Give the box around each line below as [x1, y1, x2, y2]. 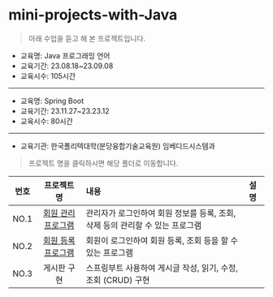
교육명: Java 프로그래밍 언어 [19, 50, 110, 60]
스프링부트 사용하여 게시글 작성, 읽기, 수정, [85, 262, 238, 273]
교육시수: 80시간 [19, 116, 73, 126]
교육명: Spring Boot [19, 96, 84, 105]
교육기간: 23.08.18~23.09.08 [19, 61, 114, 71]
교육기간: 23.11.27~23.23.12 [19, 105, 110, 115]
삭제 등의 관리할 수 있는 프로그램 [85, 219, 202, 230]
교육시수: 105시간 [19, 71, 76, 80]
